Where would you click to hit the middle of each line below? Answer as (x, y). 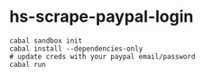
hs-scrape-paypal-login (102, 17)
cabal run (28, 64)
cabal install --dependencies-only (76, 48)
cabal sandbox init (46, 41)
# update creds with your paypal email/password (102, 56)
